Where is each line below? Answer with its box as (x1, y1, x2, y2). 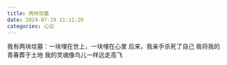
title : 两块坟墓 (7, 10, 49, 17)
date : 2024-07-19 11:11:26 (7, 16, 84, 23)
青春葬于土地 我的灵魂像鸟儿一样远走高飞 (7, 51, 123, 59)
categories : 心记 (7, 23, 55, 29)
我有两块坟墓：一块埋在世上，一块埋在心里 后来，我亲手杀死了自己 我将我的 (7, 42, 220, 51)
